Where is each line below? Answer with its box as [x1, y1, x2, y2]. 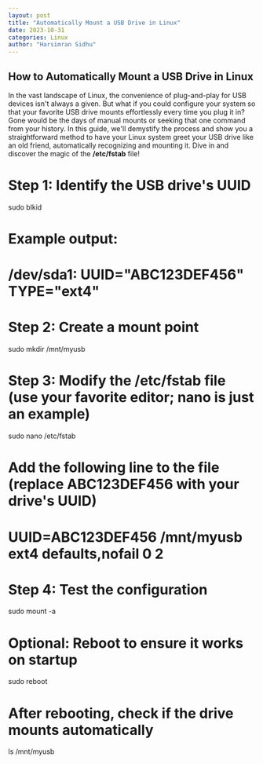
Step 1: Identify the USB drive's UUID [8, 177, 251, 195]
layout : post [8, 11, 51, 20]
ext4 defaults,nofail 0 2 [8, 545, 164, 562]
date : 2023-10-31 [8, 26, 65, 34]
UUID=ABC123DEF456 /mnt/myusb [8, 528, 243, 546]
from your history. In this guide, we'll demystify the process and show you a [8, 123, 254, 133]
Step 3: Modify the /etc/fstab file [8, 372, 226, 389]
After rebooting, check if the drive [8, 704, 234, 722]
